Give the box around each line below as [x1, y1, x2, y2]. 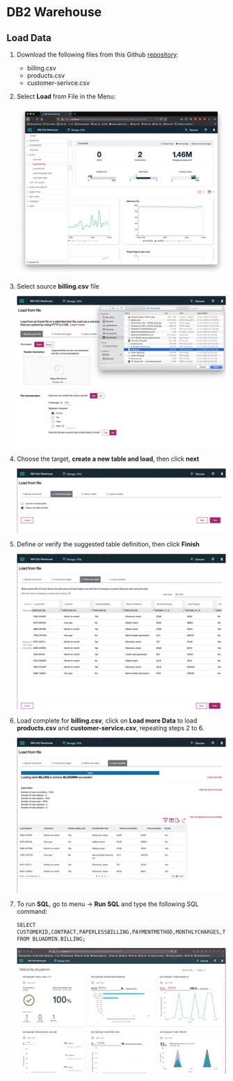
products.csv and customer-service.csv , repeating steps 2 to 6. [16, 723, 204, 732]
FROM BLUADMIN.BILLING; [16, 935, 86, 943]
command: [16, 907, 48, 916]
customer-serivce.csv [26, 79, 90, 87]
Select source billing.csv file [16, 282, 99, 291]
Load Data [6, 32, 51, 44]
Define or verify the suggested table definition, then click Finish [16, 540, 200, 549]
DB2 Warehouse [6, 4, 102, 20]
